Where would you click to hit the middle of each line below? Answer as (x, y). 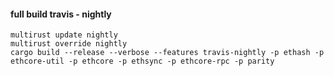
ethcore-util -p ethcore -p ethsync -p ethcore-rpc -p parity (142, 61)
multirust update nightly (64, 35)
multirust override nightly (69, 44)
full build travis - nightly (61, 14)
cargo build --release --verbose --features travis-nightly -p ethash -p (167, 53)
